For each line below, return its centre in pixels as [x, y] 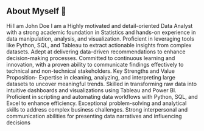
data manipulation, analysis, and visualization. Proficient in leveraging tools [100, 39]
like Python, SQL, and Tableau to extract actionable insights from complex [99, 45]
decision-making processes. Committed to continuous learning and [91, 58]
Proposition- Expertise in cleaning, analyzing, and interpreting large [91, 77]
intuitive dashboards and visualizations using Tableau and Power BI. [91, 90]
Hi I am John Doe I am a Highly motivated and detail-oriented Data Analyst [100, 25]
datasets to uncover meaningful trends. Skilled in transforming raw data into [101, 84]
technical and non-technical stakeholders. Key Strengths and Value [91, 71]
